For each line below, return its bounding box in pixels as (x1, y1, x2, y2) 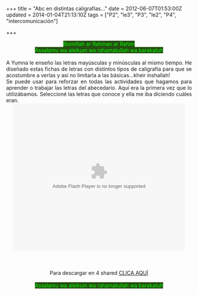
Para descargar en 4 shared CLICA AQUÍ (49, 270, 148, 276)
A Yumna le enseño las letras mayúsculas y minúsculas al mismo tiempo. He (6, 59, 192, 66)
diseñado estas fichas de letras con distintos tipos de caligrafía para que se (6, 65, 192, 73)
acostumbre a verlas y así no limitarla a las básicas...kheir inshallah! (6, 72, 170, 78)
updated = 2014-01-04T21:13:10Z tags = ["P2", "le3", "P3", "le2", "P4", (6, 11, 177, 18)
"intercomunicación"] (6, 18, 58, 24)
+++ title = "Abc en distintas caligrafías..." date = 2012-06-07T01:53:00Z (6, 5, 183, 12)
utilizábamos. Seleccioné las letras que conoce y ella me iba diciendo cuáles (6, 91, 192, 97)
